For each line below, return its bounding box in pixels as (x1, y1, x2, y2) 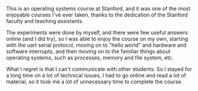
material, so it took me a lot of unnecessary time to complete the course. (6, 78, 183, 85)
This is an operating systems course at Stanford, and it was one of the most (6, 5, 191, 12)
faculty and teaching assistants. (6, 18, 84, 24)
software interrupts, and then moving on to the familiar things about (6, 48, 171, 55)
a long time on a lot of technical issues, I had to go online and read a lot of (6, 72, 186, 79)
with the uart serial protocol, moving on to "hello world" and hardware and (6, 41, 187, 48)
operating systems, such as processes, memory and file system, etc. (6, 54, 174, 61)
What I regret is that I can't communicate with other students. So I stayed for (6, 66, 192, 73)
